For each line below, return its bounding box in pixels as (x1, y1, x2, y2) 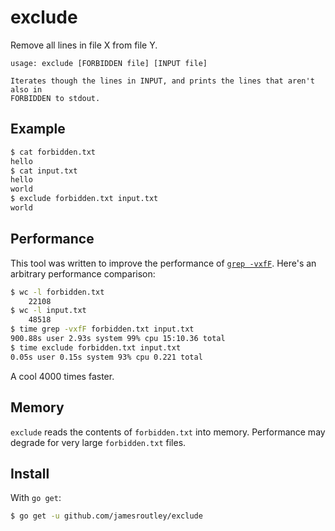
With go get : (10, 492, 62, 504)
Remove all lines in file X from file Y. (10, 39, 158, 51)
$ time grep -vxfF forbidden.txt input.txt (10, 324, 195, 335)
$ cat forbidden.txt (10, 147, 97, 157)
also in (10, 84, 43, 95)
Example (10, 121, 66, 138)
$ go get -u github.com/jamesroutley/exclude (10, 511, 203, 521)
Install (10, 465, 50, 482)
